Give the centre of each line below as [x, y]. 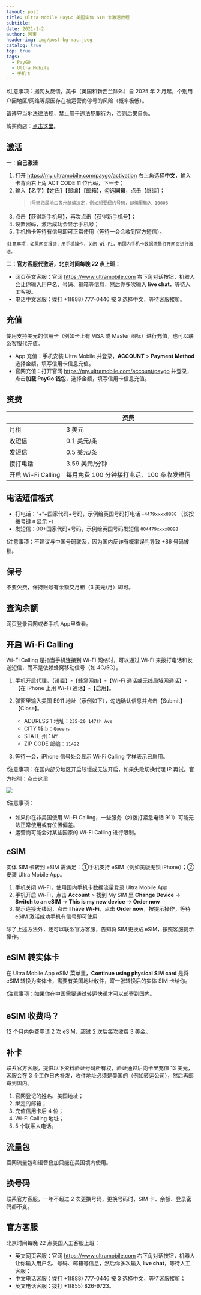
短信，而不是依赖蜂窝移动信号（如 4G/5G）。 [66, 667]
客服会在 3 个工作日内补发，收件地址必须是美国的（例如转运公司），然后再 [97, 1076]
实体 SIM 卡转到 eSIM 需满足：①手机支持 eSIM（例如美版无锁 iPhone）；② [100, 867]
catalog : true [24, 46]
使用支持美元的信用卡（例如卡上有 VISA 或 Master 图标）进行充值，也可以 [97, 335]
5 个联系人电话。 [36, 1126]
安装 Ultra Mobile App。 [36, 874]
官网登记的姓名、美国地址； [49, 1096]
